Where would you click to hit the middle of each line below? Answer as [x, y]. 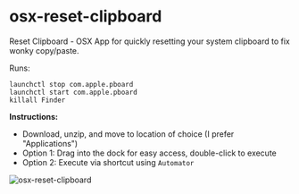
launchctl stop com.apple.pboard [71, 84]
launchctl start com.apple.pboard [74, 92]
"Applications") [50, 143]
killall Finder [37, 100]
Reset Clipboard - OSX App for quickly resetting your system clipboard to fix [149, 41]
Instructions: [34, 116]
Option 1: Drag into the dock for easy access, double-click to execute [149, 153]
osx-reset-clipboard [86, 17]
